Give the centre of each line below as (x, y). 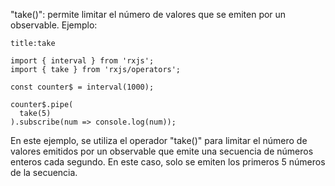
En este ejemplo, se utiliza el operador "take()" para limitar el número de (159, 140)
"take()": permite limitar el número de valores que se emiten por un (148, 14)
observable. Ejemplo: (54, 25)
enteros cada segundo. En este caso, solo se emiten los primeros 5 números (168, 162)
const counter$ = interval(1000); (82, 87)
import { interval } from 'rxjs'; (82, 61)
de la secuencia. (44, 172)
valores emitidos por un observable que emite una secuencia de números (162, 151)
